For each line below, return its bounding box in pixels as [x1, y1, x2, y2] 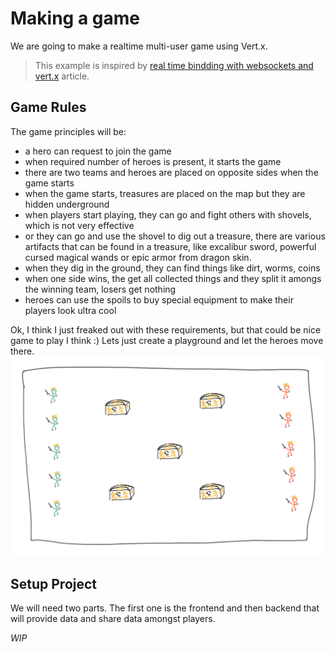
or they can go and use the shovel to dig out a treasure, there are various [24, 230, 326, 242]
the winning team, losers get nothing [24, 283, 177, 295]
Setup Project [10, 575, 98, 592]
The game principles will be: [10, 125, 127, 137]
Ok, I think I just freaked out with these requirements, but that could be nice [10, 323, 322, 336]
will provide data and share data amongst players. [10, 612, 216, 624]
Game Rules [10, 99, 87, 116]
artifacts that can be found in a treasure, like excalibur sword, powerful [24, 240, 317, 252]
